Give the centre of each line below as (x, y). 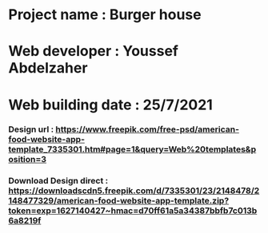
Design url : (31, 129)
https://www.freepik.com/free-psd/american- (148, 129)
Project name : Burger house (105, 15)
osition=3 (27, 160)
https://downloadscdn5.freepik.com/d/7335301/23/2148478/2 (134, 191)
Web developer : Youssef (93, 51)
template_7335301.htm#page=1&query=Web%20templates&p (132, 149)
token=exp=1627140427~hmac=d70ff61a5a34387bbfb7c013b (133, 211)
